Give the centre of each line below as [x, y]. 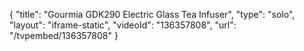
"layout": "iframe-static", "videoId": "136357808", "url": [123, 25]
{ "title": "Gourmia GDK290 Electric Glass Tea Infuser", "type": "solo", [152, 14]
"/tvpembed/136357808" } [64, 35]
